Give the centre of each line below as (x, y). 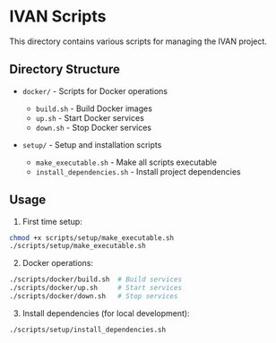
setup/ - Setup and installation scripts (92, 144)
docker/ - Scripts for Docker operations (95, 90)
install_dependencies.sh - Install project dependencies (138, 171)
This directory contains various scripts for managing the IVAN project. (138, 41)
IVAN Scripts (58, 17)
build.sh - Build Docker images (94, 108)
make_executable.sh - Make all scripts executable (126, 162)
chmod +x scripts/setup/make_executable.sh (92, 238)
